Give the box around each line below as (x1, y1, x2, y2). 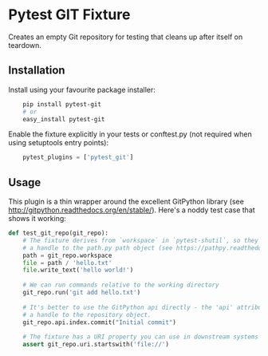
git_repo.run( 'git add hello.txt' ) (22, 289, 141, 297)
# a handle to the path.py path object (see (22, 243, 173, 252)
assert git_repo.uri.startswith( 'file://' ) (22, 341, 170, 349)
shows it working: (8, 214, 66, 223)
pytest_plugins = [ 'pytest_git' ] (22, 153, 134, 161)
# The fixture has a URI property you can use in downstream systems (22, 333, 259, 341)
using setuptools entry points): (8, 138, 109, 148)
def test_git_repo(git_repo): (8, 229, 109, 237)
